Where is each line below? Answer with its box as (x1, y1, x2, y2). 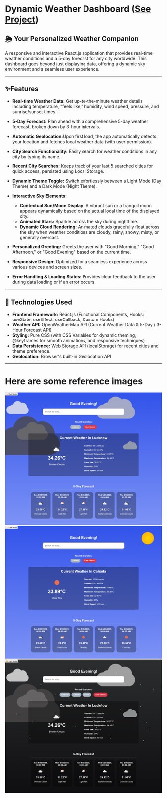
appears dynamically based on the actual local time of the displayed (19, 208, 160, 214)
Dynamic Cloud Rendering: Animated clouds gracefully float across (19, 224, 160, 230)
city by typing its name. (12, 153, 61, 160)
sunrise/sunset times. (12, 108, 57, 115)
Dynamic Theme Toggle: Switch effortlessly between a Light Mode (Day (12, 178, 162, 184)
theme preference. (12, 348, 51, 354)
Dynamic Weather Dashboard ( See (5, 3, 151, 15)
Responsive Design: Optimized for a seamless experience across (12, 258, 147, 264)
